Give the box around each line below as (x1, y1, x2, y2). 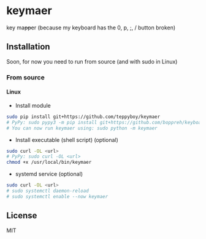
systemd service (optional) (15, 171, 83, 178)
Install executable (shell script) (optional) (15, 136, 118, 144)
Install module (15, 101, 51, 109)
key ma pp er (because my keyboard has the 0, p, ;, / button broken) (6, 24, 176, 31)
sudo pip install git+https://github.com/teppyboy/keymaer (6, 114, 161, 120)
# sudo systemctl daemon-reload (6, 188, 89, 194)
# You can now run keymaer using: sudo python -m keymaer (6, 125, 158, 131)
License (6, 210, 37, 221)
